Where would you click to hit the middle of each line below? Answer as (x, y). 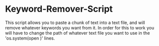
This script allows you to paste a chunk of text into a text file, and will (75, 23)
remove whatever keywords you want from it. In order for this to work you (79, 27)
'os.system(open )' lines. (30, 38)
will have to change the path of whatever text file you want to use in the (78, 33)
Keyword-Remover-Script (59, 9)
